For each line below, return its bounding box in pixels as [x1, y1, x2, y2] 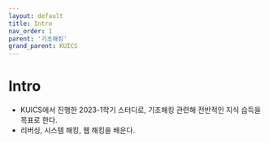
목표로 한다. [20, 115, 59, 125]
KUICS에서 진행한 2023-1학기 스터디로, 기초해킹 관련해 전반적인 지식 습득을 [20, 105, 262, 115]
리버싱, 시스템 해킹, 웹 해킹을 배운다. [20, 125, 136, 135]
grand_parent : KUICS [8, 42, 79, 50]
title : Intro [8, 19, 53, 28]
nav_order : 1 [8, 27, 53, 35]
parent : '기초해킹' [8, 34, 67, 43]
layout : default [8, 11, 63, 20]
